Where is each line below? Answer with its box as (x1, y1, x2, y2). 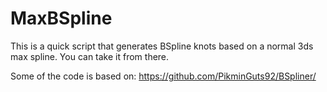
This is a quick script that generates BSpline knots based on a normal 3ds (10, 40, 314, 52)
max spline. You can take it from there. (10, 50, 170, 62)
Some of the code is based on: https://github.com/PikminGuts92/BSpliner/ (10, 70, 317, 82)
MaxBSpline (10, 7, 113, 30)
